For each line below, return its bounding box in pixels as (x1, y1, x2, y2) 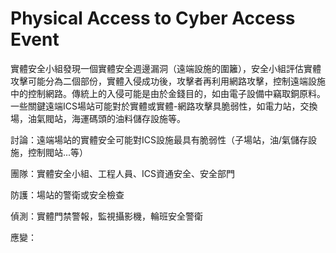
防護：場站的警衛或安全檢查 (10, 188, 125, 201)
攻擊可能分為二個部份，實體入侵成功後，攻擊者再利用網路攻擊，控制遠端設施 (10, 75, 326, 87)
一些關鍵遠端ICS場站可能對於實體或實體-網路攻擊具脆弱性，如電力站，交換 (10, 100, 318, 112)
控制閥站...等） (27, 146, 89, 158)
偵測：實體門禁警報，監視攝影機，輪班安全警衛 (10, 210, 203, 222)
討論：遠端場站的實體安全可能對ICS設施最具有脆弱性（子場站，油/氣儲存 (10, 133, 309, 146)
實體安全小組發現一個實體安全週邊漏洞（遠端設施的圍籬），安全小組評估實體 (10, 62, 322, 74)
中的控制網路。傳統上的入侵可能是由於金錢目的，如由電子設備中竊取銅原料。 (10, 87, 326, 99)
